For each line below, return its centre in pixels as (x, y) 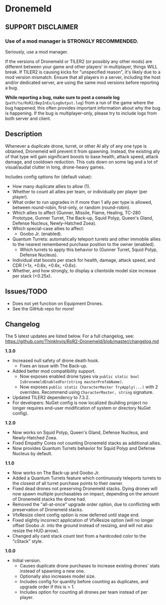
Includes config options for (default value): (49, 177)
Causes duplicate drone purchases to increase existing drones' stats (90, 566)
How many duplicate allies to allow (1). (51, 186)
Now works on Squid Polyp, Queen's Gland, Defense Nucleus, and (80, 432)
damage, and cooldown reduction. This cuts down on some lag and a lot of (82, 162)
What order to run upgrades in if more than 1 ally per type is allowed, (82, 202)
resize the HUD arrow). (36, 531)
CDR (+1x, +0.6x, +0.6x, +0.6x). (45, 265)
